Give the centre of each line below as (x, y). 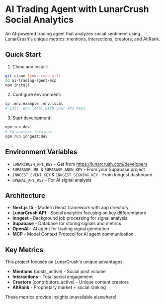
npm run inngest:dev (27, 136)
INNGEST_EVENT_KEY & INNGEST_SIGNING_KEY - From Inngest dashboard (82, 174)
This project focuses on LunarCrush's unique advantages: (65, 262)
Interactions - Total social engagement (52, 277)
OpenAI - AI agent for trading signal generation (61, 229)
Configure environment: (37, 95)
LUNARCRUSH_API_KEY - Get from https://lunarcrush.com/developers (80, 164)
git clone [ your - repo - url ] (33, 76)
